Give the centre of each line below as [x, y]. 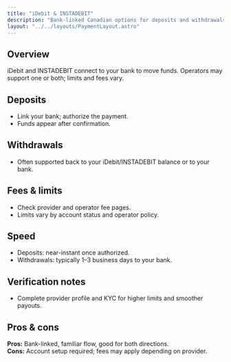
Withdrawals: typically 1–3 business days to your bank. [95, 260]
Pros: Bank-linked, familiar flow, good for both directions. [88, 344]
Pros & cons [33, 327]
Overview [29, 54]
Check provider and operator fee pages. [74, 207]
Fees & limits [35, 191]
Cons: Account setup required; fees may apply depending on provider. [107, 351]
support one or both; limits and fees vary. [66, 78]
